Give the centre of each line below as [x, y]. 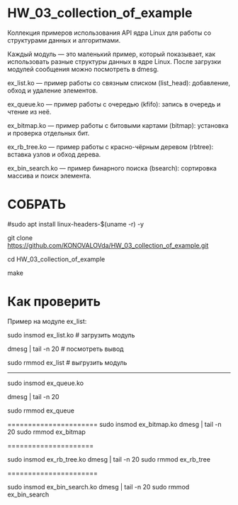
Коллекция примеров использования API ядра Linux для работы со [109, 33]
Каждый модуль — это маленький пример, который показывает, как [112, 54]
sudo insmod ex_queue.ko [45, 383]
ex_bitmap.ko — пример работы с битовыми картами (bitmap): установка [118, 125]
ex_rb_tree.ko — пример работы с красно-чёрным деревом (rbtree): [110, 146]
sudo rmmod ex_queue [41, 411]
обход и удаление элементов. [52, 90]
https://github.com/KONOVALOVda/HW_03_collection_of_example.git [108, 245]
